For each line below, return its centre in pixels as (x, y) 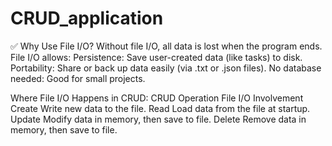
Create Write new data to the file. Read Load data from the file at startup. (160, 108)
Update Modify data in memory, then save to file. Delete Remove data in (158, 119)
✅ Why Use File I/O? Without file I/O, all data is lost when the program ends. (166, 46)
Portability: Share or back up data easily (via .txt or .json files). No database (166, 68)
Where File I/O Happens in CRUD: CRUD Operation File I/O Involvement (157, 98)
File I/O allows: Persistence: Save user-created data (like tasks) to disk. (156, 57)
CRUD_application (87, 18)
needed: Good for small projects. (78, 78)
